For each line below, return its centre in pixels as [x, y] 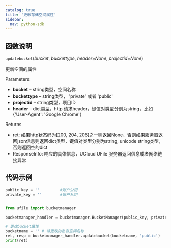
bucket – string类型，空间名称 [44, 90]
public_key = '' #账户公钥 [41, 190]
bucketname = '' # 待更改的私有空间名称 [45, 231]
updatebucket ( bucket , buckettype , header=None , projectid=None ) [74, 58]
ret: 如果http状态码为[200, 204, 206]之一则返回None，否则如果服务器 [85, 135]
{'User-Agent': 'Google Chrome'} [47, 114]
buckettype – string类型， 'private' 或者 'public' [63, 96]
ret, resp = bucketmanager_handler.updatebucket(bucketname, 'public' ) [83, 236]
